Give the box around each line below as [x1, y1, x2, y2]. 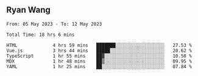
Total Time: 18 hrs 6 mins [6, 32, 75, 38]
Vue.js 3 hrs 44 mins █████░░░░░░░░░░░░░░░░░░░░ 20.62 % [6, 47, 192, 54]
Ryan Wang [6, 5, 51, 15]
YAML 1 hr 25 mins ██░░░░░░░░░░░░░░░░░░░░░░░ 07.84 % [6, 63, 192, 69]
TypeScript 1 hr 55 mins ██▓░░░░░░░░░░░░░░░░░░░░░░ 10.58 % [6, 53, 192, 59]
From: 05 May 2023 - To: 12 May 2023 [6, 21, 102, 27]
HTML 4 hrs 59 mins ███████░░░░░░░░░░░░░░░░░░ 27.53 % [6, 42, 192, 48]
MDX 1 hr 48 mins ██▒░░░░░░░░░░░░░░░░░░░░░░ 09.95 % [6, 58, 192, 64]
